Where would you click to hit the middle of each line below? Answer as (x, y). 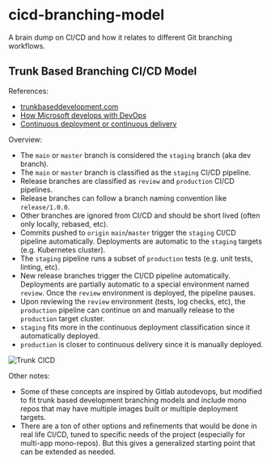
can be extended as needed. (68, 452)
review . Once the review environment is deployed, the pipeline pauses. (138, 292)
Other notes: (29, 376)
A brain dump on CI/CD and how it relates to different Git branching (121, 37)
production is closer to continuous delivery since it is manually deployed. (142, 344)
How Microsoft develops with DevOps (83, 115)
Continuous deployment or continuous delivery (98, 124)
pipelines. (36, 189)
